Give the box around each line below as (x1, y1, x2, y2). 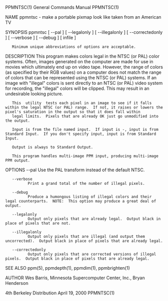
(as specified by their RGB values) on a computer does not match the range (5, 69, 162, 75)
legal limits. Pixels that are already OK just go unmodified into (12, 114, 158, 119)
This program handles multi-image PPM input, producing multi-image (12, 154, 158, 159)
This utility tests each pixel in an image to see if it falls (12, 101, 152, 106)
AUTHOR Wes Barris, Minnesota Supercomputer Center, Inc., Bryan (5, 275, 145, 281)
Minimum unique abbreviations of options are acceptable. (12, 44, 136, 49)
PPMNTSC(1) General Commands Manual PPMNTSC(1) (5, 5, 119, 10)
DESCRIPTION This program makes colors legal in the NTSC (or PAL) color (5, 53, 160, 59)
